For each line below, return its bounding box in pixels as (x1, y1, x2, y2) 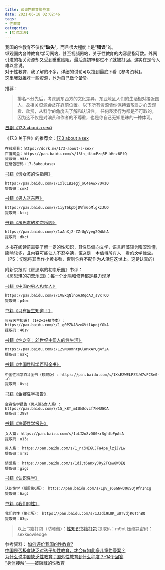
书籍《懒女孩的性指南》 (5, 171, 53, 177)
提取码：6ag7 (5, 491, 29, 496)
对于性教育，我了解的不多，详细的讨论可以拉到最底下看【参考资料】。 (5, 69, 145, 74)
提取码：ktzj (5, 210, 29, 215)
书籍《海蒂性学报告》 (5, 420, 48, 426)
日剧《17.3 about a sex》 (5, 125, 53, 130)
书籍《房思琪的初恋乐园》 (5, 220, 57, 225)
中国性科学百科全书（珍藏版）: (5, 372, 59, 377)
